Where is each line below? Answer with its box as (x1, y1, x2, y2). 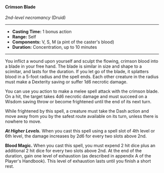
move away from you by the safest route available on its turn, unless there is (5, 114, 159, 119)
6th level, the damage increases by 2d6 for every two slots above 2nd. (5, 133, 147, 139)
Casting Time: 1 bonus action (12, 29, 72, 35)
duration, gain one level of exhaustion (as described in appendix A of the (5, 153, 151, 159)
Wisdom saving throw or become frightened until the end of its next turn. (5, 99, 152, 105)
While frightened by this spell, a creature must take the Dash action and (5, 108, 149, 114)
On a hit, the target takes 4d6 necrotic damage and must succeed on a (5, 94, 147, 99)
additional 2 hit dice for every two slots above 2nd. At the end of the (5, 148, 142, 154)
